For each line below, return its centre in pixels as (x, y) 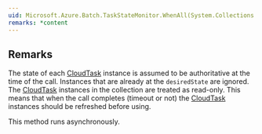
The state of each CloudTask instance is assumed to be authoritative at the (129, 73)
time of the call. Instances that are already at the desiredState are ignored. (129, 81)
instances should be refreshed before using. (80, 107)
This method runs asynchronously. (64, 121)
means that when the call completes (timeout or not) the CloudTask (117, 98)
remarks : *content (38, 23)
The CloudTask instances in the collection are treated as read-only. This (124, 90)
